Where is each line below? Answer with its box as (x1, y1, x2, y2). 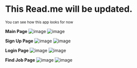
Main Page (5, 28, 28, 34)
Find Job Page (5, 57, 35, 63)
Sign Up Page (5, 38, 34, 44)
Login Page (5, 47, 29, 53)
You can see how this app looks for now (5, 20, 73, 25)
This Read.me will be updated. (5, 3, 133, 15)
